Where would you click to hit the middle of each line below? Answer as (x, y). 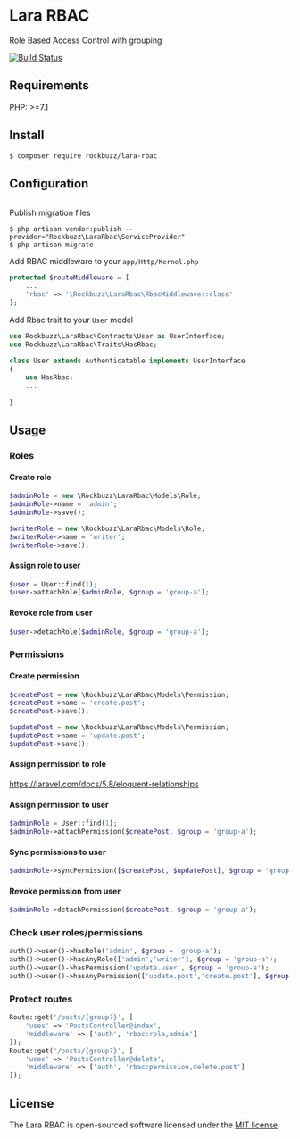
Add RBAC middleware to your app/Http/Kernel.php (104, 262)
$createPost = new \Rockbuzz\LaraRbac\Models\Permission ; (119, 694)
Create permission (45, 676)
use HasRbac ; (50, 378)
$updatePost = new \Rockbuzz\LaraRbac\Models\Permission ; (119, 727)
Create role (30, 477)
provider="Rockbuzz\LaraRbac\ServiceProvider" (97, 237)
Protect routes (41, 999)
